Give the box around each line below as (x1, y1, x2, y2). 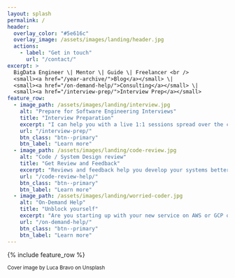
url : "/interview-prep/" (20, 127, 92, 134)
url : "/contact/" (25, 56, 77, 63)
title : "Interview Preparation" (20, 114, 114, 121)
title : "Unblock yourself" (20, 206, 99, 213)
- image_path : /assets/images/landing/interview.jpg (13, 102, 171, 109)
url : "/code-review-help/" (20, 173, 99, 180)
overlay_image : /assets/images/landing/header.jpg (13, 36, 164, 43)
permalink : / (7, 17, 45, 24)
